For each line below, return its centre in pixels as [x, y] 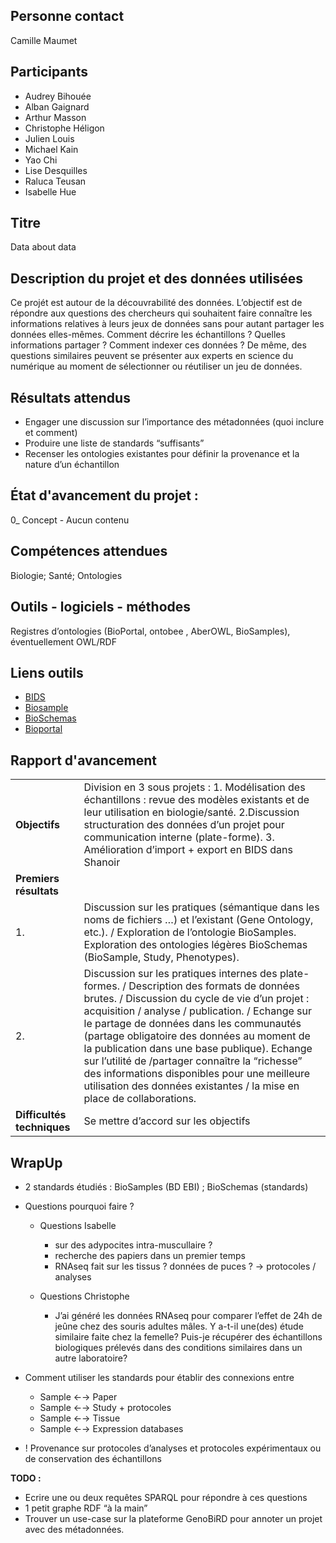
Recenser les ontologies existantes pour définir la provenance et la [162, 454]
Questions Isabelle [78, 1225]
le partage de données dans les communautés [192, 1024]
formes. [101, 986]
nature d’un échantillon [72, 465]
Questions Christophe [84, 1296]
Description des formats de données [214, 986]
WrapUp [36, 1162]
